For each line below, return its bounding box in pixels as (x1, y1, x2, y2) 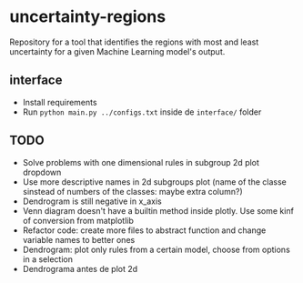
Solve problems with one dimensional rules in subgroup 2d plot (22, 157, 259, 167)
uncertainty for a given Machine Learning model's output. (9, 45, 226, 56)
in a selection (22, 253, 73, 265)
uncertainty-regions (9, 6, 167, 27)
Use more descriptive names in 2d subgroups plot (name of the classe (22, 176, 287, 187)
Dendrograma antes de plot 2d (22, 263, 138, 274)
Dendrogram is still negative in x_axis (22, 196, 162, 207)
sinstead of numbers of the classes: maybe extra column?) (22, 186, 243, 197)
